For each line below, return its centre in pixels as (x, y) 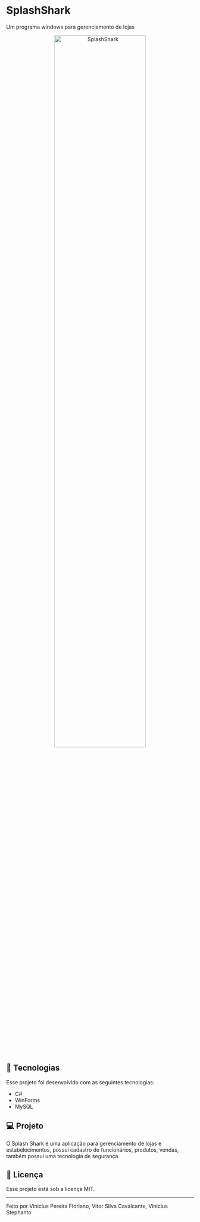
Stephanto (19, 1212)
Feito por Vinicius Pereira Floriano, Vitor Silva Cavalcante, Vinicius (87, 1206)
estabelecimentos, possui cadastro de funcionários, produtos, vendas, (93, 1150)
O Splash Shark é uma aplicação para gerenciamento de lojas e (84, 1143)
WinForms (27, 1100)
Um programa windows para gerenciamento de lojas (71, 27)
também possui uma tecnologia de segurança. (63, 1156)
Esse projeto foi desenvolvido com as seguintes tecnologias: (80, 1082)
